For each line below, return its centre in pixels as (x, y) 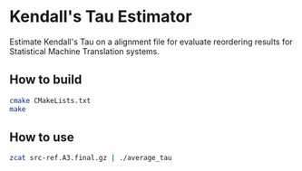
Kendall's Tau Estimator (101, 17)
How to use (42, 137)
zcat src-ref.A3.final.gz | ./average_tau (91, 158)
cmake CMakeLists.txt (50, 100)
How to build (46, 80)
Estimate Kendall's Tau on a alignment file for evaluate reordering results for (151, 42)
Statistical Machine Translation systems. (85, 51)
